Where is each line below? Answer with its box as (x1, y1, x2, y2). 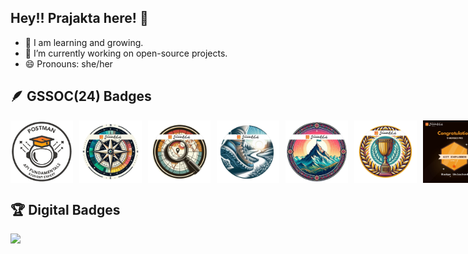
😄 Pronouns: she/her (24, 57, 113, 70)
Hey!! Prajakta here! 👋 (10, 10, 149, 27)
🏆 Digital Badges (10, 202, 121, 219)
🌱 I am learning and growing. (24, 36, 144, 48)
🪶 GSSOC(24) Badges (10, 88, 152, 105)
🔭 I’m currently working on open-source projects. (24, 47, 228, 59)
